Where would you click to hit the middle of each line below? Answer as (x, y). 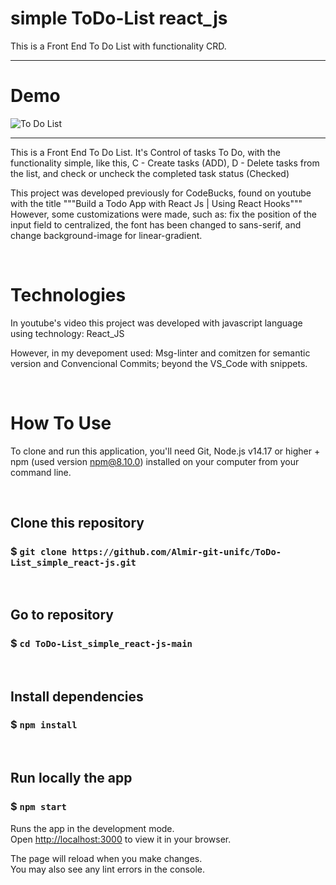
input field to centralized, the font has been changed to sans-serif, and (156, 224)
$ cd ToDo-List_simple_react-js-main (101, 643)
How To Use (61, 423)
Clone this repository (77, 523)
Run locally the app (71, 778)
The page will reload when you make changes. (106, 858)
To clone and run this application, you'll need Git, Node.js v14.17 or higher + (165, 451)
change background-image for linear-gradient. (106, 235)
